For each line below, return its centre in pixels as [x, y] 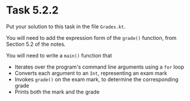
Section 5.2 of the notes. [36, 44]
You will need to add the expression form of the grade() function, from [91, 38]
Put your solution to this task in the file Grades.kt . [66, 26]
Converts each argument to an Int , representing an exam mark [91, 73]
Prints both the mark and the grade [57, 92]
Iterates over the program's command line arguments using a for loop [99, 67]
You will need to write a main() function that [59, 55]
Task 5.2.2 [32, 10]
